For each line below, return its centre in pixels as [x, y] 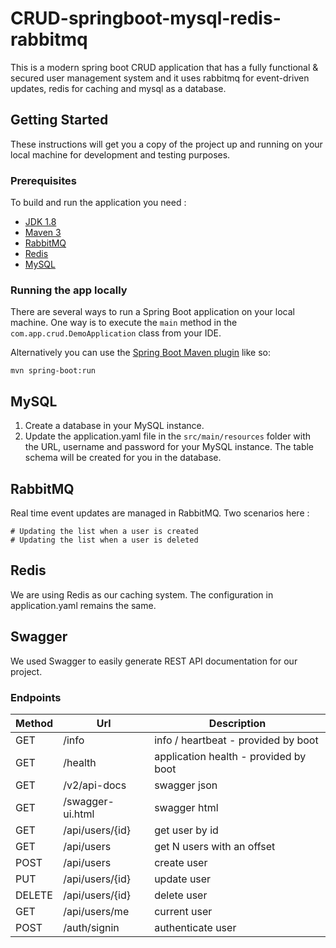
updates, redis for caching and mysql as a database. [118, 88]
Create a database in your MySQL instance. [114, 426]
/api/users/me [96, 911]
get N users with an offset [215, 846]
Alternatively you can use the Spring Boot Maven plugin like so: [141, 353]
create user [181, 862]
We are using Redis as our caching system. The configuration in [142, 594]
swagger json [186, 785]
